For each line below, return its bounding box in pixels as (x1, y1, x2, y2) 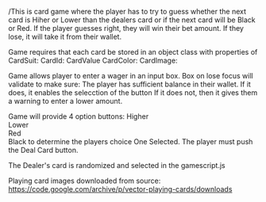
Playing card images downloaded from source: (8, 176, 161, 185)
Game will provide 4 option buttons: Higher (8, 112, 149, 121)
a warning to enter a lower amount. (8, 97, 123, 105)
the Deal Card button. (8, 146, 79, 154)
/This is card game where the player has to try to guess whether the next (8, 7, 247, 16)
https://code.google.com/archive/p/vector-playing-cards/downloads (8, 185, 233, 193)
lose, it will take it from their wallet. (8, 32, 121, 41)
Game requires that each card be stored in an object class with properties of (8, 48, 258, 56)
